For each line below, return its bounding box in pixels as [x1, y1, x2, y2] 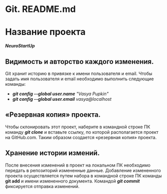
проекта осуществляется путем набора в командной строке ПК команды [5, 173, 162, 179]
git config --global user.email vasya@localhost [12, 96, 112, 102]
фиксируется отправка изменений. [5, 183, 80, 189]
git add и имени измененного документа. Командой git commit [5, 178, 140, 184]
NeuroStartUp [5, 43, 35, 49]
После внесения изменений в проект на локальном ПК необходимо [5, 162, 151, 168]
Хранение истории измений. [5, 149, 100, 158]
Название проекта [5, 26, 86, 38]
